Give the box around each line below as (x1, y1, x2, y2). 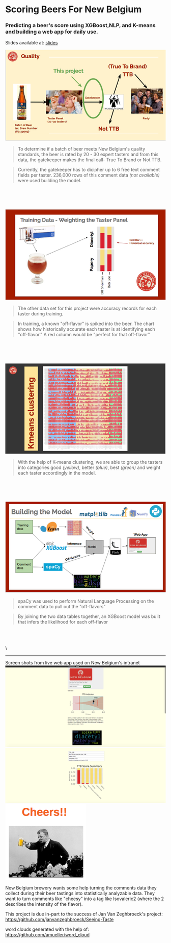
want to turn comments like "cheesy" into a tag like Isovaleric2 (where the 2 (5, 896, 164, 902)
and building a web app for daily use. (5, 28, 98, 35)
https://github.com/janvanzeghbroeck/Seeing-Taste (5, 916, 114, 922)
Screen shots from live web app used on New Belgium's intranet (5, 660, 140, 666)
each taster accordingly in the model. (17, 470, 96, 476)
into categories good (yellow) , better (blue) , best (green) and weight (17, 464, 161, 470)
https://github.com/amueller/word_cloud (5, 931, 90, 937)
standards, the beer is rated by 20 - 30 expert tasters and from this (17, 151, 159, 157)
